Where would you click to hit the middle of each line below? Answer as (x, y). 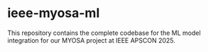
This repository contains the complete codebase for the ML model (104, 33)
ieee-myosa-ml (54, 13)
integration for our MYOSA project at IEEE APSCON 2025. (92, 40)
